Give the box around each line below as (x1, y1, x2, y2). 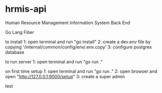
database (5, 49, 25, 55)
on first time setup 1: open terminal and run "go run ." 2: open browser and (5, 68, 158, 74)
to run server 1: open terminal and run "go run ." (5, 59, 103, 64)
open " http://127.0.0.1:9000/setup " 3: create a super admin (5, 73, 125, 79)
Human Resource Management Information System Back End (5, 20, 131, 26)
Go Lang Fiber (5, 29, 35, 35)
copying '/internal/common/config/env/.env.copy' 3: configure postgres (5, 44, 152, 50)
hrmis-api (5, 3, 47, 15)
